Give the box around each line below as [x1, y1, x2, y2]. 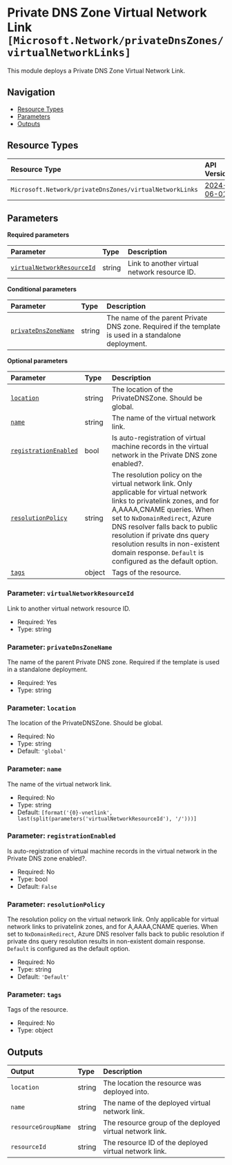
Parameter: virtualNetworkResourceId [7, 588, 135, 598]
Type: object [17, 1026, 53, 1034]
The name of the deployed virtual [103, 1098, 211, 1108]
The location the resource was [103, 1079, 202, 1088]
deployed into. [103, 1087, 150, 1097]
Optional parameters [7, 357, 68, 365]
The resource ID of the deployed [103, 1138, 209, 1148]
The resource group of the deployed [103, 1118, 221, 1128]
